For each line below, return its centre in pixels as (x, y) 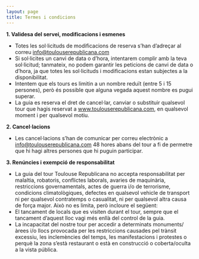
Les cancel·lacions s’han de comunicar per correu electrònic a (91, 138)
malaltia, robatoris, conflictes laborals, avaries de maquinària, (90, 180)
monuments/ (168, 224)
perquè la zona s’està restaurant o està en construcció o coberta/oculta (103, 243)
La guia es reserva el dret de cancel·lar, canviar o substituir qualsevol (100, 102)
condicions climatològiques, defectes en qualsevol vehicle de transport (102, 192)
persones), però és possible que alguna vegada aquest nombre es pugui (104, 90)
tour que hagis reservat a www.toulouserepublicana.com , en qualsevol (102, 109)
